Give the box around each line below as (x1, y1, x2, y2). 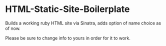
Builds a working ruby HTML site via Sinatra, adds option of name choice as (5, 20, 161, 26)
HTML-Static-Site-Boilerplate (5, 3, 130, 15)
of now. (5, 25, 21, 31)
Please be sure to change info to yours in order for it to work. (5, 35, 131, 41)
